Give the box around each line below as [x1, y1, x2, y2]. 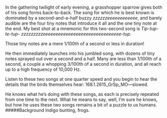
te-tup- [5, 31, 20, 37]
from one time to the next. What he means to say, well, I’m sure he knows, [5, 96, 158, 102]
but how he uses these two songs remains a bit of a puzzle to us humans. [5, 102, 157, 107]
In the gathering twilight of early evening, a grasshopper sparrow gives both [5, 5, 162, 10]
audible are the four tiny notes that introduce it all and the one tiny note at [5, 20, 157, 26]
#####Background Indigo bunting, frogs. [5, 107, 90, 113]
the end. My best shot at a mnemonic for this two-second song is [5, 26, 140, 32]
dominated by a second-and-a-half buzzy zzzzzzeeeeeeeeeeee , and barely [5, 15, 162, 21]
